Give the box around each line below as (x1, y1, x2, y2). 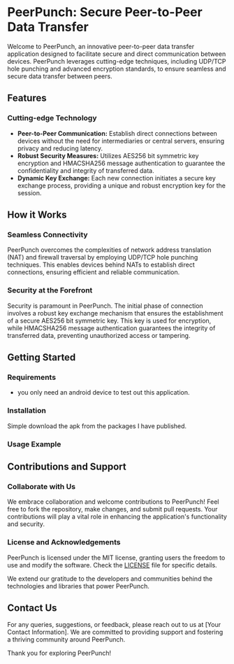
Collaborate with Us (7, 481, 75, 491)
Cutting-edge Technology (7, 113, 97, 123)
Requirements (7, 372, 57, 382)
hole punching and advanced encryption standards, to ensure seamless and (7, 64, 226, 73)
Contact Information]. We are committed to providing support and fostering (7, 628, 224, 637)
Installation (7, 406, 47, 416)
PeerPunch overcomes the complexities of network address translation (7, 246, 212, 254)
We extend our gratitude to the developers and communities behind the (7, 574, 213, 583)
